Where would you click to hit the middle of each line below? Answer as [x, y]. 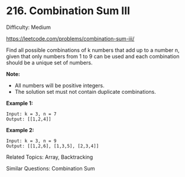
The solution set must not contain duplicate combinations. [85, 91]
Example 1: [20, 103]
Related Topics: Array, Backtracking [50, 157]
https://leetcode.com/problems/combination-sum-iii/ [70, 38]
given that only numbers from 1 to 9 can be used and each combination [93, 56]
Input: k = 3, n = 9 [32, 141]
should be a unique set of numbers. [49, 63]
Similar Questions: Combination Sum [51, 168]
